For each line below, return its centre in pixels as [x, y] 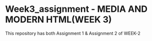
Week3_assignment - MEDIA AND [76, 9]
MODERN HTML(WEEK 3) [59, 20]
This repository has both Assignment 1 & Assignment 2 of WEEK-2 [73, 33]
